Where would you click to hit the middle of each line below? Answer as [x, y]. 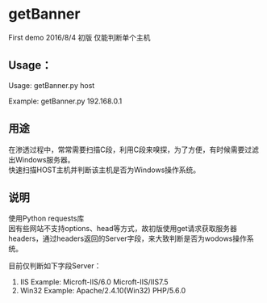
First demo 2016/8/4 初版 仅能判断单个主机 [79, 37]
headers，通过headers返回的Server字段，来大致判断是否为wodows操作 [128, 238]
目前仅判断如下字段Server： [55, 266]
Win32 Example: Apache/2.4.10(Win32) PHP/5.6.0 [103, 291]
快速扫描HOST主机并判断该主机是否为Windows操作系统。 [104, 170]
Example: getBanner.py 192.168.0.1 [65, 101]
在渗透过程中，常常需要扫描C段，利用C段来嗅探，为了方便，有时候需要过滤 [134, 149]
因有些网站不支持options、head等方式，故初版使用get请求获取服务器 [123, 229]
